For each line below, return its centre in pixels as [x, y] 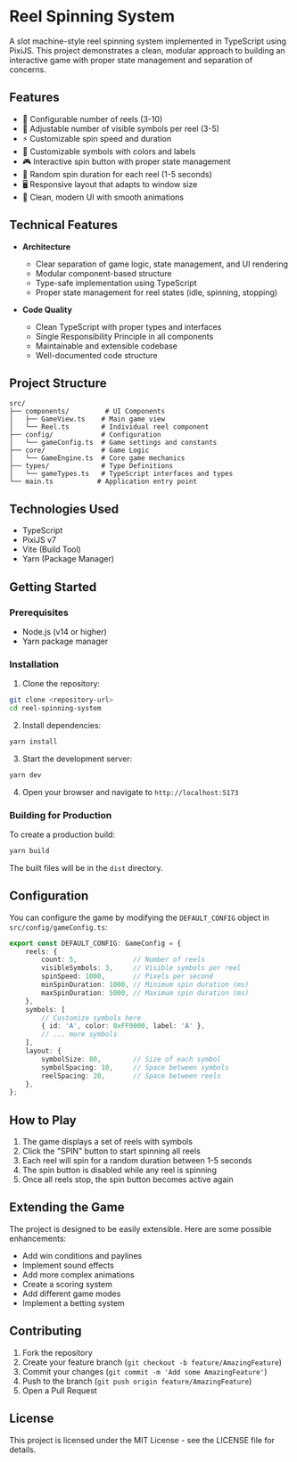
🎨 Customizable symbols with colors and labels [109, 151]
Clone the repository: [61, 684]
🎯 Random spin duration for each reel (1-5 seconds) [117, 174]
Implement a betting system [73, 1302]
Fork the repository [58, 1352]
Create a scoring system [67, 1284]
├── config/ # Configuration [86, 435]
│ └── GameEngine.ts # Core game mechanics [97, 458]
